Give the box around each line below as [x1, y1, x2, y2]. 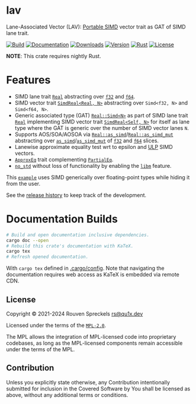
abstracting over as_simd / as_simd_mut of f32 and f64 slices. [14, 137, 159, 144]
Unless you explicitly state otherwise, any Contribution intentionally [6, 378, 171, 386]
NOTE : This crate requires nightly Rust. [6, 52, 102, 59]
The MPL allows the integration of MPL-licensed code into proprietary [6, 333, 176, 340]
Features [6, 74, 51, 87]
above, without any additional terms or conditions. [6, 391, 128, 398]
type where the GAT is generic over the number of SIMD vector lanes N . [14, 124, 189, 131]
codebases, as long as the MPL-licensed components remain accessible [6, 339, 183, 346]
